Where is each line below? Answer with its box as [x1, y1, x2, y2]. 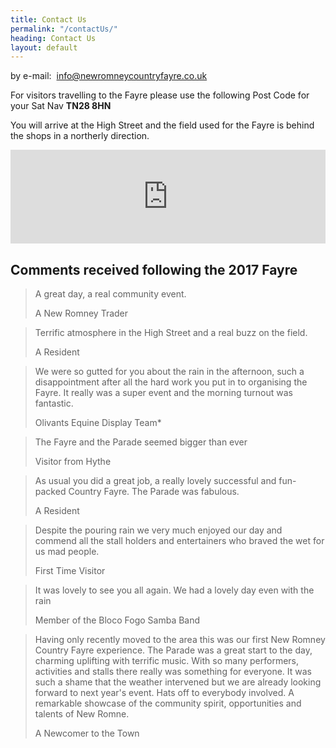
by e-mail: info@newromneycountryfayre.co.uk [10, 70, 208, 82]
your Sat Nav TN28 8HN [10, 100, 112, 112]
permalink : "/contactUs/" [10, 24, 118, 34]
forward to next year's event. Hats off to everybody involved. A [34, 687, 295, 699]
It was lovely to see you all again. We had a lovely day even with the [34, 584, 315, 596]
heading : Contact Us [10, 33, 97, 43]
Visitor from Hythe [34, 456, 112, 468]
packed [34, 486, 67, 498]
